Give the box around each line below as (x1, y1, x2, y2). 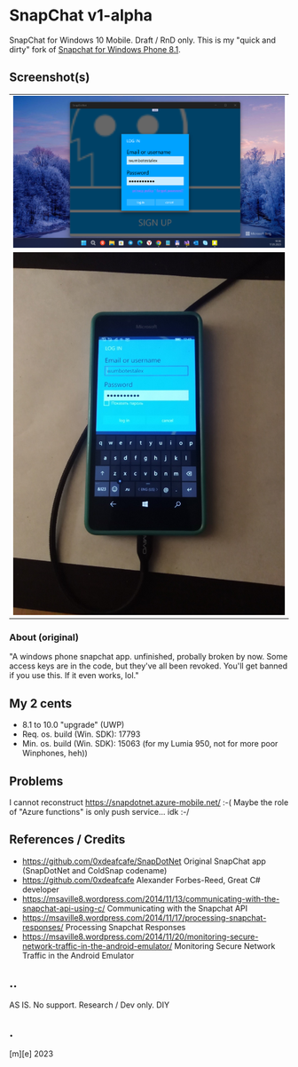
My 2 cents (9, 696, 73, 711)
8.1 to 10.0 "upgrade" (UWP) (21, 720, 125, 731)
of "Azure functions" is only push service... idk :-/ (9, 806, 190, 817)
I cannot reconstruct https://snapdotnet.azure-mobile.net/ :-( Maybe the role (9, 796, 289, 808)
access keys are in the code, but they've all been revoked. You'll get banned (9, 660, 288, 671)
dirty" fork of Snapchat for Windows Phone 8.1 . (9, 43, 182, 54)
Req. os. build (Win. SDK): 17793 (21, 729, 141, 739)
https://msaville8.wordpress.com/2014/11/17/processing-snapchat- (21, 912, 267, 923)
